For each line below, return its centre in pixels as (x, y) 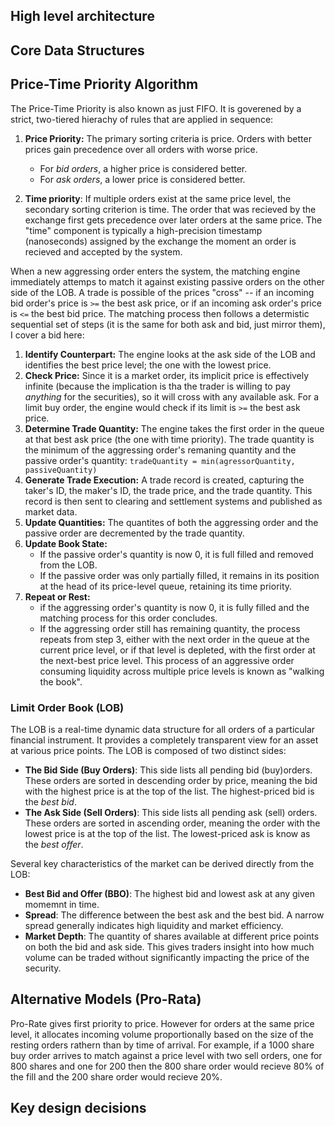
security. (43, 968)
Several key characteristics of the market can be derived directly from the (162, 863)
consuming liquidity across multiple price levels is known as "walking (182, 671)
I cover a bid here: (47, 335)
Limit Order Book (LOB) (67, 707)
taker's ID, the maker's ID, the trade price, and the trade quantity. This (168, 490)
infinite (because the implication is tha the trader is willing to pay (157, 386)
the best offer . (54, 844)
